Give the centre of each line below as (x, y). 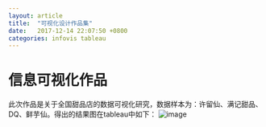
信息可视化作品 (58, 80)
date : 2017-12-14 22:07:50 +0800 (68, 31)
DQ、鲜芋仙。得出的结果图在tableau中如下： (83, 114)
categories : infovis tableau (57, 38)
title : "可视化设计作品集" (50, 23)
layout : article (35, 16)
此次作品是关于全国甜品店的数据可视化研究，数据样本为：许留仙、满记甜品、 (135, 104)
